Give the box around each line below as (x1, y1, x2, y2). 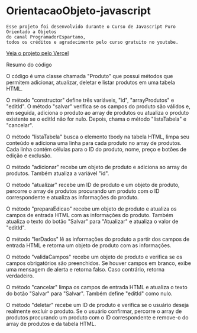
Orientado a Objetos (6, 28, 57, 35)
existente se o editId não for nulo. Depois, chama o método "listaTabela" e (6, 115, 187, 122)
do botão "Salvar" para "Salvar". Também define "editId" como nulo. (6, 290, 173, 297)
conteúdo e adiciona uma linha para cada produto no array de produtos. (6, 139, 182, 146)
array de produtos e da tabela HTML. (6, 320, 96, 327)
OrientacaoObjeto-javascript (6, 4, 151, 18)
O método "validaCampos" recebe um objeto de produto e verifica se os (6, 253, 182, 260)
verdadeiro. (6, 272, 34, 279)
